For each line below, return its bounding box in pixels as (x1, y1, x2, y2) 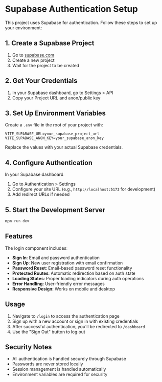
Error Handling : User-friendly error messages (12, 281, 105, 286)
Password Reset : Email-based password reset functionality (12, 265, 132, 271)
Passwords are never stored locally (12, 361, 83, 367)
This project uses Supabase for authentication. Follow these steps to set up (5, 20, 158, 25)
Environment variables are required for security (12, 371, 108, 378)
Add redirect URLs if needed (12, 191, 70, 197)
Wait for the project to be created (12, 62, 79, 68)
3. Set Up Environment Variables (5, 109, 106, 117)
